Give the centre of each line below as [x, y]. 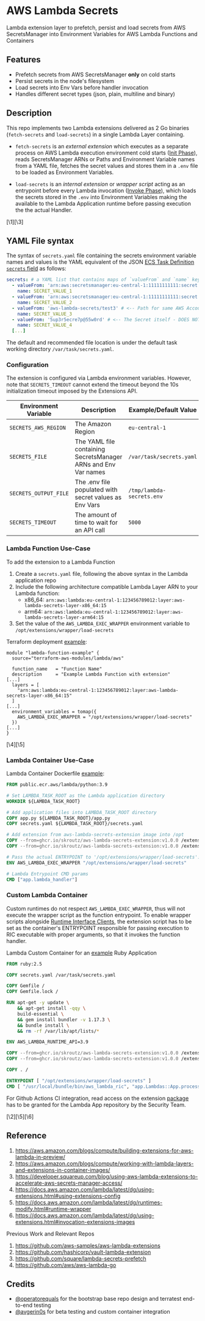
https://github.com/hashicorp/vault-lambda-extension [83, 1252]
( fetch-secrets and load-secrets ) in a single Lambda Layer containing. [95, 134]
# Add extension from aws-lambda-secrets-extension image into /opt [95, 835]
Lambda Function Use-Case [49, 548]
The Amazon [93, 424]
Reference [27, 1136]
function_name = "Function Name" [57, 669]
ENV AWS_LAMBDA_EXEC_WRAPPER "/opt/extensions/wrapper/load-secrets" [97, 863]
